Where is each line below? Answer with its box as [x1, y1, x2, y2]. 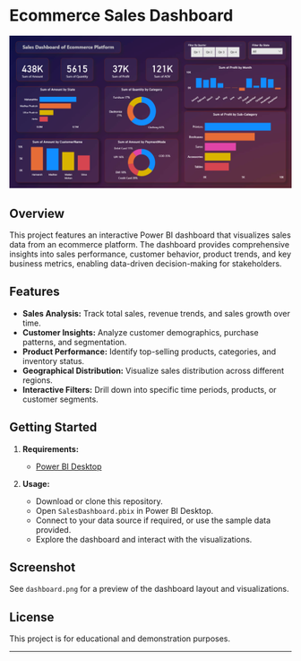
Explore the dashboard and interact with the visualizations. [35, 534, 253, 544]
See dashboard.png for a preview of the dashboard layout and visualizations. [9, 584, 289, 595]
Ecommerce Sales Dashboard [9, 5, 234, 26]
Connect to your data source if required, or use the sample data [35, 515, 271, 526]
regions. [21, 374, 54, 386]
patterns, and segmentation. [21, 336, 127, 347]
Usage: [21, 478, 50, 489]
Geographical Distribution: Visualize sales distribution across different [21, 365, 285, 376]
